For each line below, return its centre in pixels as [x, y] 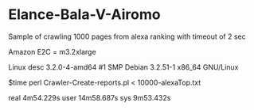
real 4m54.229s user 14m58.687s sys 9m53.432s [90, 97]
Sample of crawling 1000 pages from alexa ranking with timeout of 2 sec [127, 36]
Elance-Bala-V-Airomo [84, 15]
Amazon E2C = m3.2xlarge [53, 51]
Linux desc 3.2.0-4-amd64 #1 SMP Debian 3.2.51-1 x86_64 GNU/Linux [123, 67]
